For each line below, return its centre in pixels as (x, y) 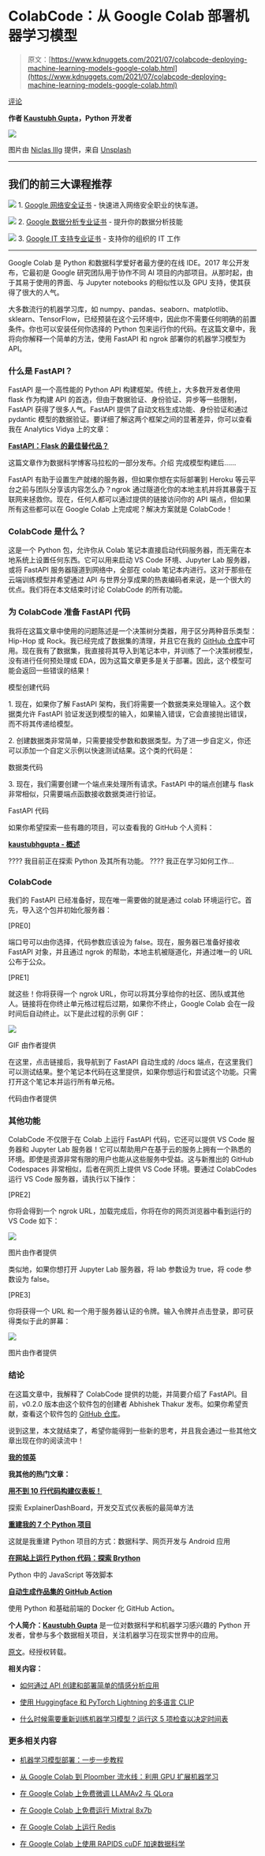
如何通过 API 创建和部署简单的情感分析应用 (90, 1685)
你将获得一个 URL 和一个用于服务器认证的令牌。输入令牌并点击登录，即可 (127, 1311)
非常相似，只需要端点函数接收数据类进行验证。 (84, 794)
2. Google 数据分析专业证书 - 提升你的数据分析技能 (101, 221)
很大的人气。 (43, 292)
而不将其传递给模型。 (43, 723)
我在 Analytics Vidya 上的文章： (60, 429)
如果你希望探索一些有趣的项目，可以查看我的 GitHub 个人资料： (111, 827)
